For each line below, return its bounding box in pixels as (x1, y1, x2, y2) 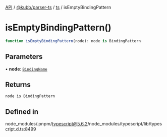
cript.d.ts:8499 (5, 126, 36, 132)
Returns (5, 81, 31, 89)
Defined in (5, 107, 39, 116)
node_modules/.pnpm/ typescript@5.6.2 (5, 121, 88, 127)
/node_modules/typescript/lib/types (87, 121, 162, 127)
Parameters (5, 52, 43, 61)
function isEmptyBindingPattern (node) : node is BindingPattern (5, 38, 141, 43)
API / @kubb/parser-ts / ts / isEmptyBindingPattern (5, 5, 112, 10)
